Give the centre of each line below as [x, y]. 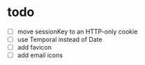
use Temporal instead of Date [60, 39]
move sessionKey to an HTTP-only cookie [77, 31]
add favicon [35, 48]
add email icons [40, 55]
